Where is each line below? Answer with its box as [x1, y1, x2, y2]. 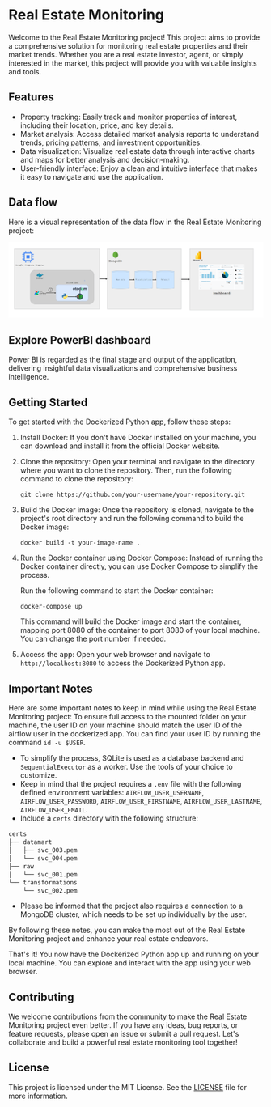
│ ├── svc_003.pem [8, 846, 78, 855]
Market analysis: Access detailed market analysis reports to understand [19, 129, 260, 138]
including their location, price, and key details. [19, 120, 174, 130]
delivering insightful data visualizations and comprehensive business [8, 363, 238, 373]
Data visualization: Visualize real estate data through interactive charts [19, 146, 255, 155]
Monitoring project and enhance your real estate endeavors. [8, 934, 209, 944]
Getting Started [8, 395, 88, 409]
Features [8, 91, 54, 104]
